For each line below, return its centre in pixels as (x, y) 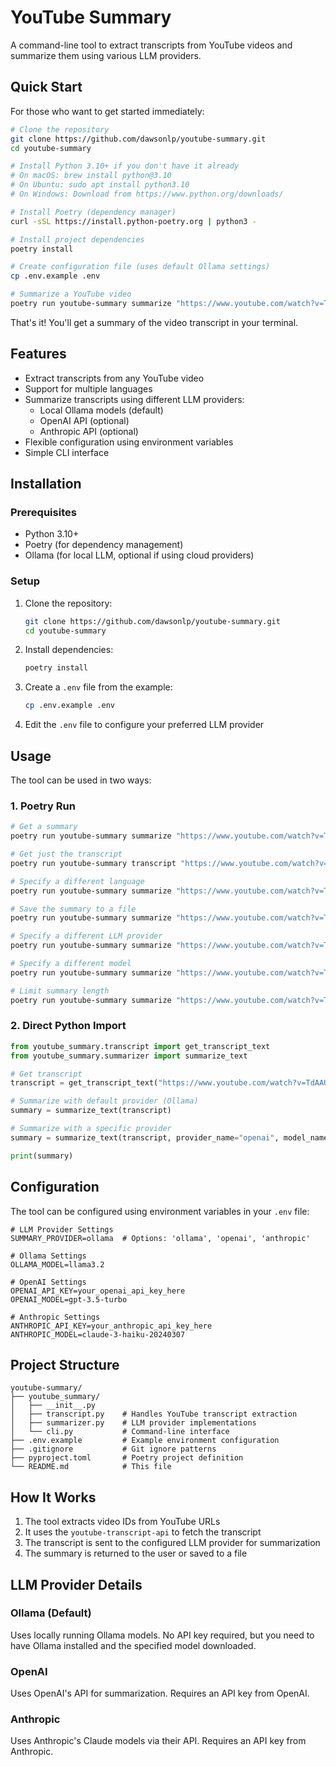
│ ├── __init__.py (53, 1406)
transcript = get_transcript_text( (84, 1083)
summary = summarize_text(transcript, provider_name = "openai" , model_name (169, 1137)
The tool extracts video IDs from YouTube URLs (122, 1522)
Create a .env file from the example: (98, 687)
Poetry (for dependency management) (104, 545)
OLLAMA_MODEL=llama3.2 (57, 1264)
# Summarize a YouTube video (71, 294)
